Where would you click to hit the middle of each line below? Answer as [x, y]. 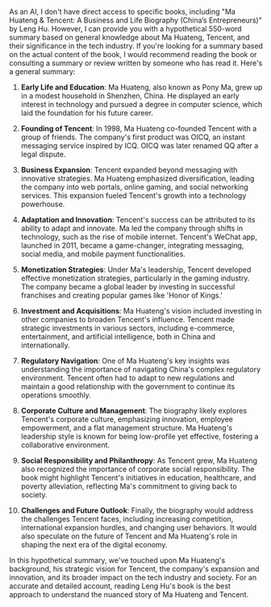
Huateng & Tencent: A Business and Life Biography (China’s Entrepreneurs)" [136, 20]
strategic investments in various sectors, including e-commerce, [128, 328]
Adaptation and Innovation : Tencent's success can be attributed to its [138, 220]
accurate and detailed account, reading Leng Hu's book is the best [120, 586]
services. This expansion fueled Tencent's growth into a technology [133, 195]
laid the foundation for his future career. [87, 113]
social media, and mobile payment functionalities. [103, 254]
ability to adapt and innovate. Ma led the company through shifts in [132, 228]
